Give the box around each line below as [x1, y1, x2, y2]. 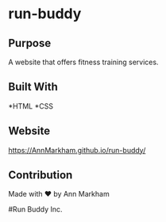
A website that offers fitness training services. [8, 57, 159, 67]
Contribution [8, 168, 73, 182]
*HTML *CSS [8, 101, 54, 111]
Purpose [8, 36, 52, 50]
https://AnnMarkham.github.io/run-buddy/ [8, 145, 146, 155]
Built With [8, 80, 58, 94]
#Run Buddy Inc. [8, 205, 63, 214]
